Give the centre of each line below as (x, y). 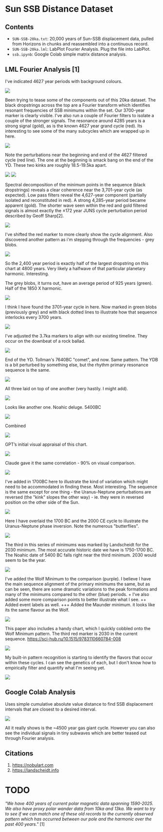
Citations (19, 754)
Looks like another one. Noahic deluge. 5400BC (53, 407)
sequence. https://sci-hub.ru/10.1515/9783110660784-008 (63, 639)
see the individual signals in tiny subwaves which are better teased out (76, 733)
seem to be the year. (26, 560)
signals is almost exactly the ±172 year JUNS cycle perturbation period (76, 210)
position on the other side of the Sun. (42, 502)
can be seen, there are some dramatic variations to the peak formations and (81, 589)
